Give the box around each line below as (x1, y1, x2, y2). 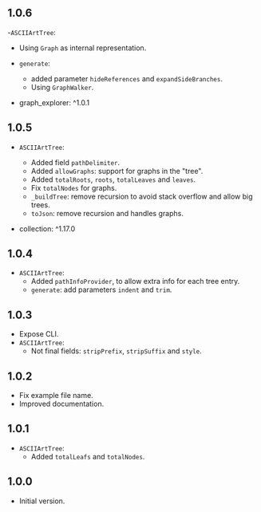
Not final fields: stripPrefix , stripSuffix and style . (30, 346, 203, 356)
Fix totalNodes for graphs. (30, 183, 117, 192)
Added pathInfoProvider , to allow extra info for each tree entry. (30, 277, 240, 286)
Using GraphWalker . (30, 82, 94, 92)
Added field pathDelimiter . (30, 157, 121, 167)
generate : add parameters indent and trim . (30, 285, 172, 294)
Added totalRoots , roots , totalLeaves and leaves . (30, 175, 196, 184)
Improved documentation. (18, 399, 105, 409)
